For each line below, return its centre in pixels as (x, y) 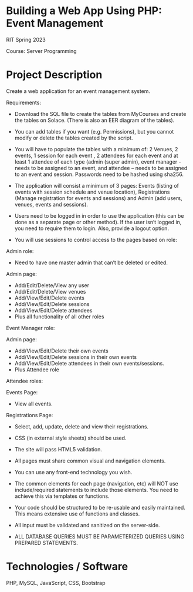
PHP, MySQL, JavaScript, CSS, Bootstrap (56, 583)
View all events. (33, 404)
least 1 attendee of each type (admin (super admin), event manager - (98, 162)
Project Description (54, 75)
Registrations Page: (30, 415)
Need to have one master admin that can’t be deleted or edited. (91, 262)
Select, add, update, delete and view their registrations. (81, 426)
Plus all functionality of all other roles (59, 317)
